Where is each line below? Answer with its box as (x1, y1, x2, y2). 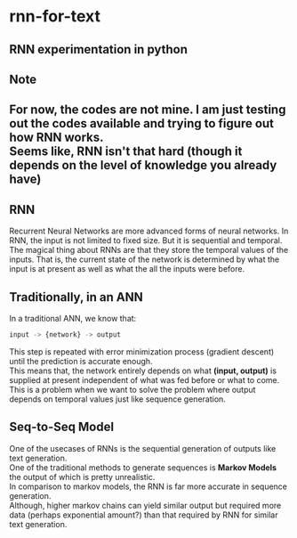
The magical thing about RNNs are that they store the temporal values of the (9, 245, 289, 256)
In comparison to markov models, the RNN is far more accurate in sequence (9, 481, 287, 492)
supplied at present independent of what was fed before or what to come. (9, 374, 280, 385)
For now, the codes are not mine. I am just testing (9, 102, 286, 118)
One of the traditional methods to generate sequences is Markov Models (9, 461, 277, 473)
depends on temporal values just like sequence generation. (9, 394, 227, 404)
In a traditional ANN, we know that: (9, 313, 137, 323)
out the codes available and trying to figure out (9, 116, 274, 131)
